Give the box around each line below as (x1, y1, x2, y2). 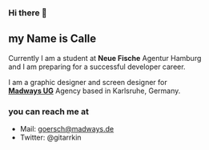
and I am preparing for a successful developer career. (8, 62, 186, 71)
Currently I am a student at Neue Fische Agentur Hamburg (8, 53, 202, 63)
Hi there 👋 (8, 7, 48, 18)
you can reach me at (8, 106, 90, 117)
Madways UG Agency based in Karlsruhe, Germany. (8, 86, 181, 95)
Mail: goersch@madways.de (19, 124, 115, 134)
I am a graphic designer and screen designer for (8, 77, 167, 87)
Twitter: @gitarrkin (19, 132, 82, 143)
